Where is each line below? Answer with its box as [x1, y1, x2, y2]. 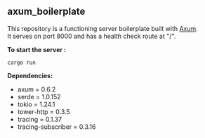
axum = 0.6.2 [17, 84, 56, 94]
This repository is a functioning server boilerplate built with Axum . [7, 24, 198, 32]
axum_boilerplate [7, 6, 86, 18]
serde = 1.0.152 [17, 92, 61, 101]
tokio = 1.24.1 [17, 100, 55, 108]
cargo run [7, 59, 37, 66]
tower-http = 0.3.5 [17, 107, 70, 115]
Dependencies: [7, 71, 53, 80]
